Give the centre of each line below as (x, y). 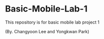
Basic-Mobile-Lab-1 (46, 9)
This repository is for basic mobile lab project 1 (52, 22)
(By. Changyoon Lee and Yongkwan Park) (47, 31)
